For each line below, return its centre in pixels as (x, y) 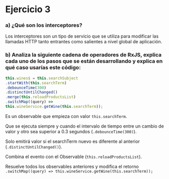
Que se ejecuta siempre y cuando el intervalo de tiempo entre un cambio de (84, 126)
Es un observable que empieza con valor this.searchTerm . (66, 116)
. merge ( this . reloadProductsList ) (41, 97)
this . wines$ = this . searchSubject (42, 78)
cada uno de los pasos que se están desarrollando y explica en (84, 61)
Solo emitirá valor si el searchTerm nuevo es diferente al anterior (73, 141)
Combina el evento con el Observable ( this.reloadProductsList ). (74, 157)
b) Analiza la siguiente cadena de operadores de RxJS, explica (83, 55)
